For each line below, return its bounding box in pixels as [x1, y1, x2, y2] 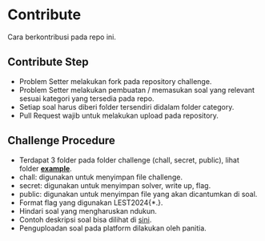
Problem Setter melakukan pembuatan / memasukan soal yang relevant [18, 85, 255, 94]
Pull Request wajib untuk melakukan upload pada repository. [18, 110, 219, 120]
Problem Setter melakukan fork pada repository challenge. [18, 76, 212, 86]
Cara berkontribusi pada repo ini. [7, 32, 117, 42]
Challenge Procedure [7, 134, 115, 147]
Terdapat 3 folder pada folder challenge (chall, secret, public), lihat [18, 155, 239, 165]
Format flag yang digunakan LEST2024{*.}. [18, 198, 163, 207]
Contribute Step [7, 55, 89, 69]
